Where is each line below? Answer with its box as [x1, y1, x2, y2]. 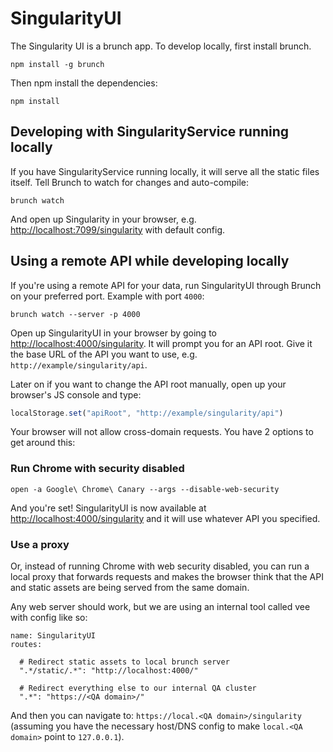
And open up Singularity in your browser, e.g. [10, 213, 197, 225]
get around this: [10, 437, 76, 449]
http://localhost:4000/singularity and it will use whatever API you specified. [10, 512, 321, 524]
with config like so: [10, 612, 88, 624]
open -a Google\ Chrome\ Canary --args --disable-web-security [10, 484, 280, 494]
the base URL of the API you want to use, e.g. [10, 348, 198, 360]
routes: [10, 640, 43, 650]
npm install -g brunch [10, 59, 105, 69]
